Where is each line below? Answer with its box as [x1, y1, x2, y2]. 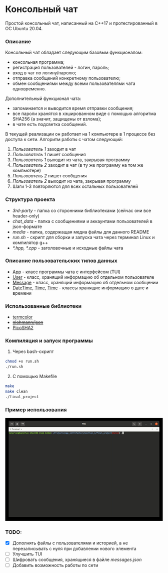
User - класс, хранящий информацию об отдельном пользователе [12, 274, 154, 280]
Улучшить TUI [12, 551, 42, 557]
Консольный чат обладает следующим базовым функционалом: [5, 49, 143, 56]
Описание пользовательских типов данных [5, 257, 117, 264]
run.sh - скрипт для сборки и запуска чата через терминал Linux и [12, 234, 155, 240]
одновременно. [12, 86, 46, 92]
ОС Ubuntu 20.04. [5, 25, 43, 31]
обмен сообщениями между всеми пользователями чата [12, 80, 135, 86]
